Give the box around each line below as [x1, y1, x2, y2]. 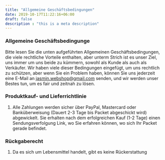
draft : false [5, 16, 32, 21]
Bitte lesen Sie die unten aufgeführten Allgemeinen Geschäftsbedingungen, [5, 49, 161, 55]
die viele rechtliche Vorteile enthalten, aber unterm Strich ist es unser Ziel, [5, 54, 158, 60]
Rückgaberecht [5, 138, 43, 145]
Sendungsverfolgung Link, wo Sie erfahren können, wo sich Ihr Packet [12, 120, 157, 126]
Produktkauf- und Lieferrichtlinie [5, 93, 87, 100]
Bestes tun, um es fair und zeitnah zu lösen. [5, 80, 95, 86]
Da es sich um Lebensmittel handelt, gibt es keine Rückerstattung [12, 149, 147, 155]
